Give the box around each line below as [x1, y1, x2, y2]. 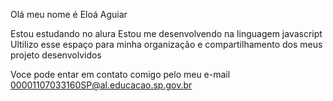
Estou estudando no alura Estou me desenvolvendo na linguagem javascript [10, 28, 323, 39]
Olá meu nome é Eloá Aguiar [10, 9, 128, 20]
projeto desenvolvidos [10, 49, 102, 61]
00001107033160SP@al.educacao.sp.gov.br [10, 79, 193, 91]
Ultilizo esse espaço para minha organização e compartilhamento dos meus [10, 39, 323, 50]
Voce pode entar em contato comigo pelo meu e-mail [10, 69, 231, 80]
